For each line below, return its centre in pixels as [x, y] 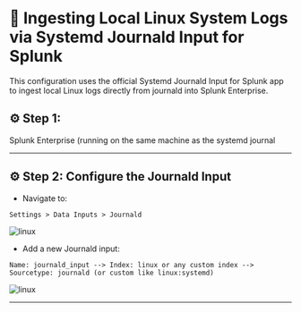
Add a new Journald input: [71, 249]
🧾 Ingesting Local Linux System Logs [149, 18]
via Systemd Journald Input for [127, 37]
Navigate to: [45, 198]
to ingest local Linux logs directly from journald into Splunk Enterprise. [139, 90]
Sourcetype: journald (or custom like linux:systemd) [112, 273]
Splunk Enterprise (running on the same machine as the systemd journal [142, 140]
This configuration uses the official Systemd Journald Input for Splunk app [146, 80]
